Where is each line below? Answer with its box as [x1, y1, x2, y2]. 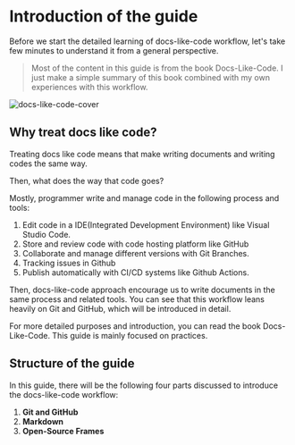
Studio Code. [21, 229, 72, 239]
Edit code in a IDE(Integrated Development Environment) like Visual [21, 219, 270, 230]
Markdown [21, 416, 64, 426]
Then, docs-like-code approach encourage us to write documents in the [9, 284, 275, 295]
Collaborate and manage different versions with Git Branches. [21, 248, 250, 258]
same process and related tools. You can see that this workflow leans [9, 293, 265, 305]
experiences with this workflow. [30, 81, 148, 92]
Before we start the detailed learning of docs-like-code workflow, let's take [9, 36, 286, 46]
